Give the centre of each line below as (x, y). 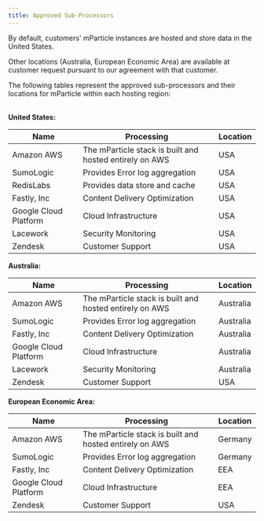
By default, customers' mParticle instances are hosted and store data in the (130, 38)
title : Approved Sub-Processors (61, 15)
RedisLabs (31, 185)
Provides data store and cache (139, 185)
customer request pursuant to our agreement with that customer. (113, 70)
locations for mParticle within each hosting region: (90, 93)
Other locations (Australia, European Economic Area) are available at (119, 61)
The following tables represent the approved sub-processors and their (122, 85)
